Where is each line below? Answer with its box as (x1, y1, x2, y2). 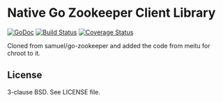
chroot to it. (7, 49, 40, 57)
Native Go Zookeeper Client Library (7, 5, 216, 21)
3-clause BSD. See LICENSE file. (7, 87, 101, 96)
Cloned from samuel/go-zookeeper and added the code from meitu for (7, 41, 210, 50)
